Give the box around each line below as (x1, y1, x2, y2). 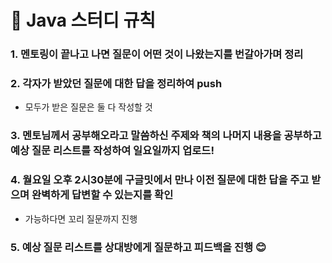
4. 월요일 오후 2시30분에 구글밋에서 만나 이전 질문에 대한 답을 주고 (10, 173, 310, 187)
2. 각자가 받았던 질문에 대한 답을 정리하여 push (10, 77, 223, 91)
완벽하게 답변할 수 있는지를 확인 (31, 188, 174, 202)
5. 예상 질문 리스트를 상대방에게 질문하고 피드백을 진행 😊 (10, 240, 267, 254)
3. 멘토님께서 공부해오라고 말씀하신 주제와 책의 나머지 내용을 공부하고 (10, 129, 322, 143)
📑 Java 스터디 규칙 (10, 9, 156, 32)
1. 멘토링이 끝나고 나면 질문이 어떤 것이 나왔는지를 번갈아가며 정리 (10, 47, 304, 61)
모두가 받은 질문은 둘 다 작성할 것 (24, 101, 153, 113)
